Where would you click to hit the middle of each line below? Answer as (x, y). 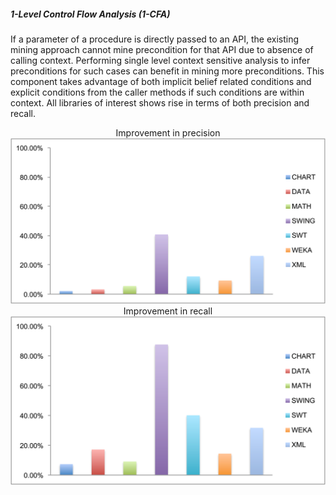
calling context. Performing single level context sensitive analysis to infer (160, 60)
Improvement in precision (168, 132)
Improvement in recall (168, 311)
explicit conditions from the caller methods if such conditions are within (157, 92)
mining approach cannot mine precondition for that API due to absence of (162, 49)
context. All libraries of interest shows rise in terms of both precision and (160, 102)
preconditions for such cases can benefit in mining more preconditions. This (167, 71)
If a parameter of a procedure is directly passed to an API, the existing (155, 39)
